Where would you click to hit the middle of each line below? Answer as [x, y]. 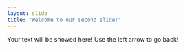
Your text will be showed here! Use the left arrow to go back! [93, 39]
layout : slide [28, 13]
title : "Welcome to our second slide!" [64, 20]
